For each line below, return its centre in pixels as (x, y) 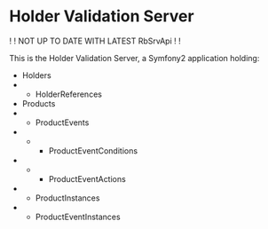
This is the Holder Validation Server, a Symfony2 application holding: (134, 58)
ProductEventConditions (93, 150)
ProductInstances (67, 198)
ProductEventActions (87, 178)
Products (39, 103)
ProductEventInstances (78, 217)
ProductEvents (62, 122)
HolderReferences (68, 94)
